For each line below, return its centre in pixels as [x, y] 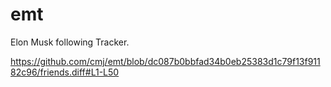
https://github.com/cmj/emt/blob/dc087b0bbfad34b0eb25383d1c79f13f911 [165, 61]
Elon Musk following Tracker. [70, 42]
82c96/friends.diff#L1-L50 [65, 72]
